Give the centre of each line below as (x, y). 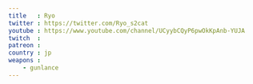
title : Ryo (32, 16)
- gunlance (41, 68)
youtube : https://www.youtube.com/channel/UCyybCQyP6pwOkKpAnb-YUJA (127, 30)
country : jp (30, 53)
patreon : (25, 46)
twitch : (25, 38)
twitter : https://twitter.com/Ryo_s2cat (78, 23)
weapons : (25, 61)
